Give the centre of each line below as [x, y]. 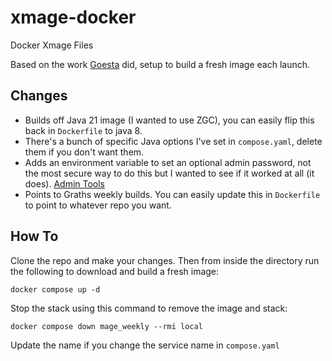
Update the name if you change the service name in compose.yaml [145, 345]
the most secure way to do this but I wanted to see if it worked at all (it [169, 173]
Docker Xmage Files [52, 45]
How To [34, 236]
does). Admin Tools [65, 183]
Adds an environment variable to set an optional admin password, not [168, 162]
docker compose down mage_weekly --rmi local [106, 326]
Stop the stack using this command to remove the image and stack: [149, 308]
